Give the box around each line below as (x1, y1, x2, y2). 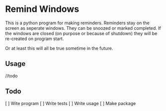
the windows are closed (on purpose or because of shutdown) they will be (5, 30, 158, 36)
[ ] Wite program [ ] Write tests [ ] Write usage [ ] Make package (5, 100, 136, 106)
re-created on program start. (5, 36, 64, 42)
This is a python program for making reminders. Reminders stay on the (5, 20, 150, 26)
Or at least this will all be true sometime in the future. (5, 45, 113, 51)
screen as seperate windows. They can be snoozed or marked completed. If (5, 25, 162, 31)
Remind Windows (5, 3, 80, 15)
